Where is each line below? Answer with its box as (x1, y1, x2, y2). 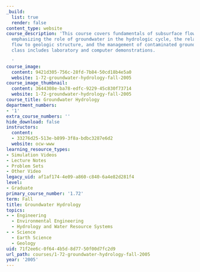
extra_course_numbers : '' (6, 113, 70, 119)
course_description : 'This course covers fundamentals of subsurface (6, 31, 183, 37)
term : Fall (6, 196, 33, 202)
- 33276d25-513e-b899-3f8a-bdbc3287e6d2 (11, 135, 113, 141)
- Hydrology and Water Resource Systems (11, 224, 113, 230)
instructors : (6, 124, 39, 131)
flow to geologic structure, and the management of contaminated (11, 42, 177, 48)
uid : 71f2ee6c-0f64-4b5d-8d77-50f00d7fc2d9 (6, 246, 116, 252)
